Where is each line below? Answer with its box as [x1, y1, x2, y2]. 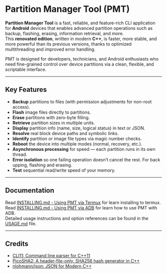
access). [12, 104, 30, 110]
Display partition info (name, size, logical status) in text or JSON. [12, 125, 146, 131]
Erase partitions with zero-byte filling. [12, 114, 90, 120]
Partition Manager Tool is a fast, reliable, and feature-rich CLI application [5, 20, 156, 26]
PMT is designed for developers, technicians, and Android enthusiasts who [5, 56, 159, 62]
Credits [5, 239, 29, 248]
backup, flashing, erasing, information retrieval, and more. [5, 30, 124, 36]
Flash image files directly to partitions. [12, 109, 91, 115]
